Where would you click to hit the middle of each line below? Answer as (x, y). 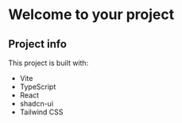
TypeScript (38, 86)
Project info (38, 44)
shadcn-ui (37, 104)
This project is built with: (48, 63)
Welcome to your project (91, 15)
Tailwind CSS (41, 112)
